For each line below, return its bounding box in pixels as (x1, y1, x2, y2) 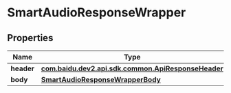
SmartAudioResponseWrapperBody (41, 75, 162, 84)
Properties (7, 32, 54, 44)
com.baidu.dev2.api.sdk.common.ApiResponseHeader (41, 64, 223, 73)
